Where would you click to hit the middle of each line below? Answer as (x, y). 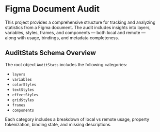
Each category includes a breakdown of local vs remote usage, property (77, 119)
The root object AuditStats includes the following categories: (66, 64)
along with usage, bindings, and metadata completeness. (62, 38)
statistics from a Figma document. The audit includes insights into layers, (78, 27)
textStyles (23, 90)
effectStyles (25, 95)
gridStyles (23, 100)
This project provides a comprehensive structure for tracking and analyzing (80, 22)
